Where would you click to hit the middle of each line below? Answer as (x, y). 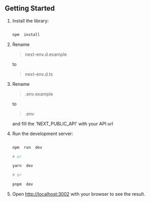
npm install (26, 35)
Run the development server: (43, 133)
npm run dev (27, 147)
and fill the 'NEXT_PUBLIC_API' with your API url (62, 124)
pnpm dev (23, 184)
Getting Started (30, 8)
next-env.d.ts (39, 74)
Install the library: (30, 20)
